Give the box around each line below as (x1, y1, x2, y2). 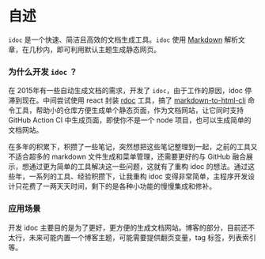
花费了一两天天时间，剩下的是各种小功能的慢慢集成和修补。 (21, 182, 216, 191)
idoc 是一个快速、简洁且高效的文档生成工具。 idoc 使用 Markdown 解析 (8, 35, 239, 44)
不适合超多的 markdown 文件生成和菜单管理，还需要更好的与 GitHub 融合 (8, 152, 247, 162)
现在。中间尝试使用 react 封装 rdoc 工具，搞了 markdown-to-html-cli (21, 96, 247, 105)
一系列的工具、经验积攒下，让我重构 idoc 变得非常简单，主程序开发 (28, 171, 248, 182)
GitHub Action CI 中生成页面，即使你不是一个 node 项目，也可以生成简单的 (8, 115, 252, 125)
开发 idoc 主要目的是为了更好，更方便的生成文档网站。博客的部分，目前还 (8, 223, 248, 232)
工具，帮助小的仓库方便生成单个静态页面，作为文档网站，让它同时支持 (14, 106, 244, 115)
